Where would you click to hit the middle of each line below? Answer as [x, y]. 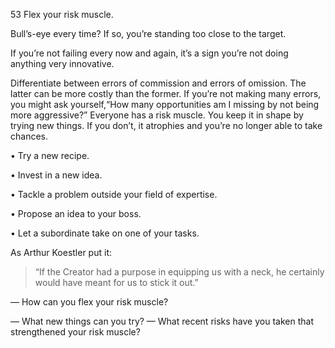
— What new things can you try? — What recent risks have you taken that [162, 321]
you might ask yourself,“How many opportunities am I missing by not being [165, 104]
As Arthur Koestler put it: [61, 252]
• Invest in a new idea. [56, 175]
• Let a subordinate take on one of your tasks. [105, 233]
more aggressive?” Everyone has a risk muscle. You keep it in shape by [157, 115]
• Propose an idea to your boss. [76, 213]
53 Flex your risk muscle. [62, 14]
